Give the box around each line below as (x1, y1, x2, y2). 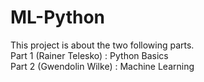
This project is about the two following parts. (10, 39, 195, 51)
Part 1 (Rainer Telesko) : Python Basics (10, 49, 169, 61)
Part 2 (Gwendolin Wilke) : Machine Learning (10, 60, 195, 72)
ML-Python (10, 6, 105, 29)
